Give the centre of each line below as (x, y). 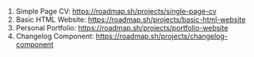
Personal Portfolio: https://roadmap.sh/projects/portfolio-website (122, 28)
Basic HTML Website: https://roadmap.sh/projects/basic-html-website (131, 20)
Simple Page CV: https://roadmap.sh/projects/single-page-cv (116, 11)
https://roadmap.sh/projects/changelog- (162, 36)
